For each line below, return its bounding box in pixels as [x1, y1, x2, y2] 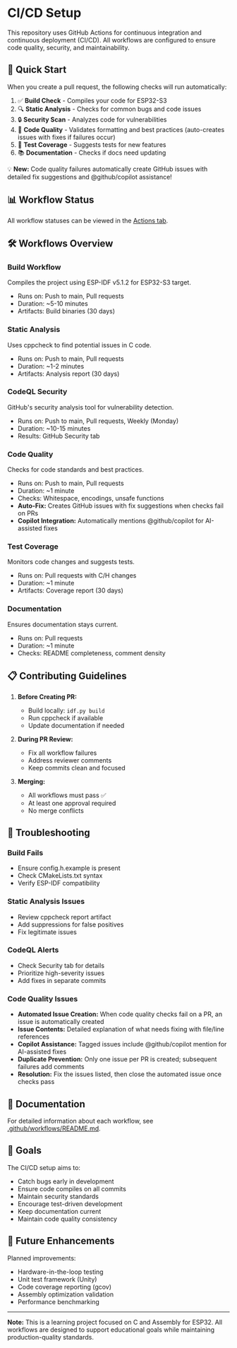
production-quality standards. [7, 1332, 94, 1341]
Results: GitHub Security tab [17, 431, 100, 440]
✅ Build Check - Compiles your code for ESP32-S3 [17, 96, 167, 105]
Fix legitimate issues [17, 927, 78, 936]
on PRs [17, 509, 39, 518]
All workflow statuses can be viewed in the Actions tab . [7, 216, 169, 225]
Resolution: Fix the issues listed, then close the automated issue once [17, 1070, 222, 1078]
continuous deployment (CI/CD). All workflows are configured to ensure [7, 35, 217, 44]
